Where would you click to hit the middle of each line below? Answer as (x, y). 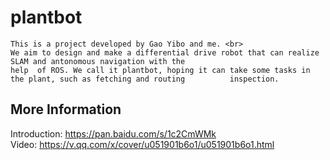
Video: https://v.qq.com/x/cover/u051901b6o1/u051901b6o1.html (142, 144)
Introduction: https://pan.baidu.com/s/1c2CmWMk (113, 133)
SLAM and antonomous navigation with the (98, 61)
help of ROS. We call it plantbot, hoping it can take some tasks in (160, 70)
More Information (66, 109)
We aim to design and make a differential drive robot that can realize (165, 52)
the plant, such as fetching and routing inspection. (145, 79)
